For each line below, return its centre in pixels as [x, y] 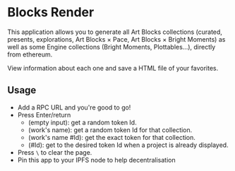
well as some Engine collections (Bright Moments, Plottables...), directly [112, 47]
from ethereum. [30, 54]
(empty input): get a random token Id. [82, 122]
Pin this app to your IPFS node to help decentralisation [96, 160]
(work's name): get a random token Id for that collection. [110, 130]
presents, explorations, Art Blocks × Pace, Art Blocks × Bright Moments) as [116, 39]
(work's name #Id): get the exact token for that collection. [112, 137]
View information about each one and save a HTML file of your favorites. [113, 68]
